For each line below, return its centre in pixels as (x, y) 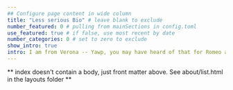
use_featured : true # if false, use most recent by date (91, 33)
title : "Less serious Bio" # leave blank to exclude (85, 20)
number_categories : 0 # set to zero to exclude (77, 39)
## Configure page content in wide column (69, 13)
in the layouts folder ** (40, 79)
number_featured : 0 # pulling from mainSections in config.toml (102, 26)
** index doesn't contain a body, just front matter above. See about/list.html (115, 72)
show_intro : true (32, 46)
